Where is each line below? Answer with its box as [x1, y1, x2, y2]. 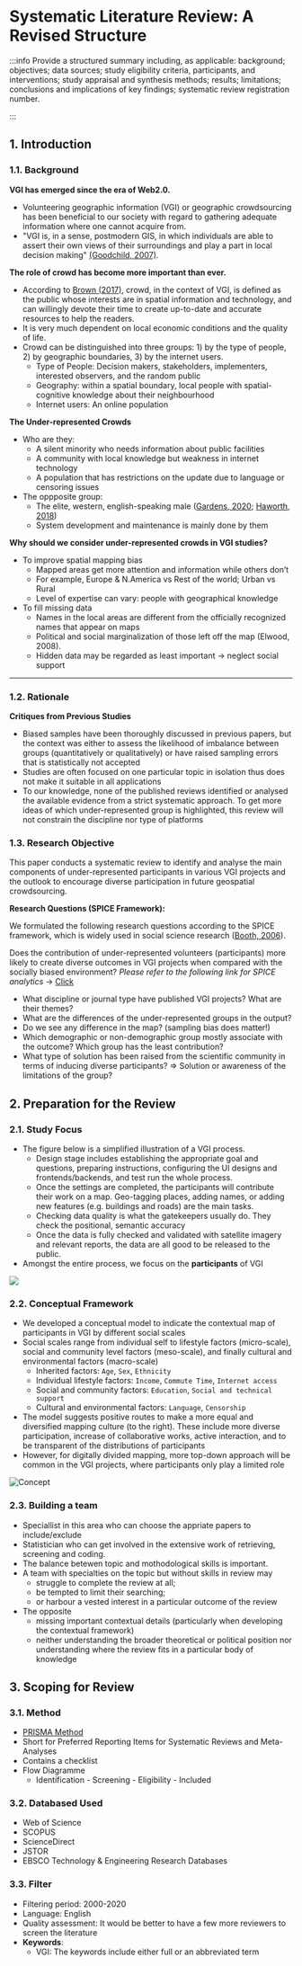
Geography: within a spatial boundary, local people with [35, 379, 243, 390]
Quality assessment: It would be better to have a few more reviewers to [22, 1917, 286, 1928]
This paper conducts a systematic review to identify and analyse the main [9, 857, 282, 868]
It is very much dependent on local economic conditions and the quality [22, 322, 288, 334]
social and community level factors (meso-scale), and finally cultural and [22, 1347, 292, 1357]
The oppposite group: [22, 491, 103, 502]
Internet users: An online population [35, 398, 169, 410]
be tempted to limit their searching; [35, 1587, 166, 1597]
